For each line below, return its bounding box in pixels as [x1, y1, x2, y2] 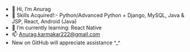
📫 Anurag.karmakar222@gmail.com [11, 31, 101, 37]
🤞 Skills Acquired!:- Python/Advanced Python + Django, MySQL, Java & [11, 12, 185, 19]
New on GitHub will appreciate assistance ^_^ [11, 39, 121, 46]
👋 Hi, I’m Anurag [11, 6, 51, 12]
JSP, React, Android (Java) [11, 18, 77, 25]
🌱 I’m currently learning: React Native [11, 24, 102, 31]
